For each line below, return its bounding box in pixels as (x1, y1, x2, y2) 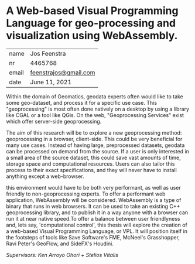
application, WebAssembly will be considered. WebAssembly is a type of (6, 196, 182, 203)
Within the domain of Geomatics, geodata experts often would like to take (6, 92, 183, 100)
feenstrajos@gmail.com (30, 68, 95, 77)
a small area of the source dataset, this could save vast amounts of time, (6, 154, 181, 161)
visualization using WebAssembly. (6, 29, 178, 42)
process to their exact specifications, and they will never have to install (6, 166, 177, 173)
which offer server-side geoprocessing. (6, 118, 102, 125)
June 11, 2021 (30, 78, 72, 86)
